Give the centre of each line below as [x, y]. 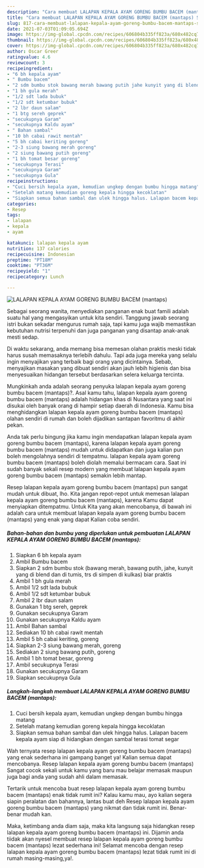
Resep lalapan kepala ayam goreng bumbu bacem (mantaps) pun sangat [97, 487]
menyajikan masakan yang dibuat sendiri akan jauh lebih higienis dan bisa [99, 368]
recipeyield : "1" [29, 271]
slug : [14, 23]
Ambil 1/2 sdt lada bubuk [46, 587]
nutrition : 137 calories [38, 249]
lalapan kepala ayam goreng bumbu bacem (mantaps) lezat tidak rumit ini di [101, 852]
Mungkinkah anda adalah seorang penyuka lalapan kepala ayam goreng [97, 386]
